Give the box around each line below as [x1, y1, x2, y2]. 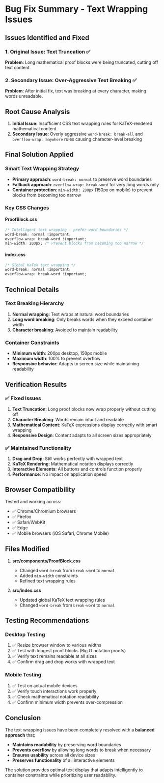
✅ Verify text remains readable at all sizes [12, 653, 97, 659]
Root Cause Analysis [5, 107, 70, 116]
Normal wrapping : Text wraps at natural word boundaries [12, 311, 129, 317]
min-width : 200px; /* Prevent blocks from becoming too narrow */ [5, 241, 144, 246]
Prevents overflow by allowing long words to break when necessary [12, 747, 151, 753]
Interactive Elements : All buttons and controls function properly [12, 466, 142, 472]
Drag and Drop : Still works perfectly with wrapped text [12, 456, 123, 462]
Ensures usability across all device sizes [12, 752, 96, 758]
